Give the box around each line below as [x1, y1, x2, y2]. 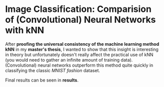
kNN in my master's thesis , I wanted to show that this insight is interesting [5, 46, 159, 52]
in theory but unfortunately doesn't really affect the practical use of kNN [5, 51, 154, 58]
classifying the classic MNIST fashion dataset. [5, 67, 101, 73]
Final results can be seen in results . [5, 77, 79, 83]
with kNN [5, 25, 44, 36]
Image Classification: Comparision [5, 3, 152, 15]
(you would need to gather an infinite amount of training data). [5, 57, 133, 63]
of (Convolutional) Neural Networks [5, 14, 156, 25]
